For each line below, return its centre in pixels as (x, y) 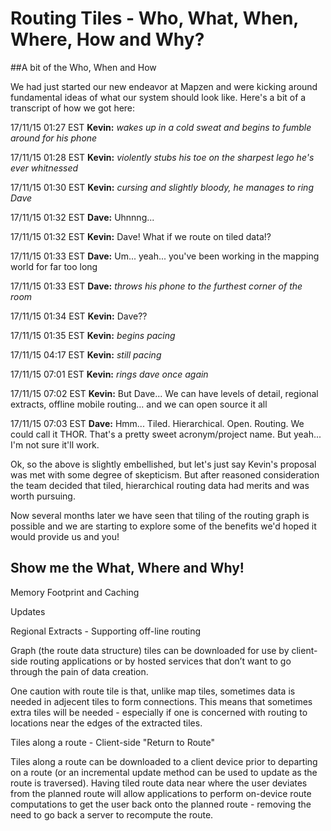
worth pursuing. (43, 496)
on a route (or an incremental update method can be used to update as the (164, 772)
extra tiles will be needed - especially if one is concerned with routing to (159, 712)
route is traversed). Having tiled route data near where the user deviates (159, 783)
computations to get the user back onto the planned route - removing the (161, 804)
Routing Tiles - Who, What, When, (154, 18)
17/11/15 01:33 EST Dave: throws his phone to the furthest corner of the (156, 286)
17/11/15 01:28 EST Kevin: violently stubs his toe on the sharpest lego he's (162, 157)
